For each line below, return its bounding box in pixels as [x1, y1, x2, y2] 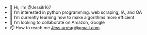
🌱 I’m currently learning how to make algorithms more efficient [9, 15, 135, 20]
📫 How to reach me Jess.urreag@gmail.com [9, 25, 100, 30]
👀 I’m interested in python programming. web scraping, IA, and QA [9, 9, 142, 15]
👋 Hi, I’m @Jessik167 [9, 5, 51, 10]
